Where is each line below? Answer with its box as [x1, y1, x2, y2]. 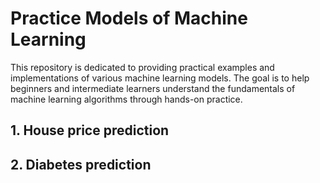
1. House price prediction [10, 122, 170, 139]
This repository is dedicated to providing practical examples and [10, 61, 275, 73]
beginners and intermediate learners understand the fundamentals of [10, 82, 296, 94]
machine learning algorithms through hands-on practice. [10, 93, 243, 105]
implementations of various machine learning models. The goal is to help [10, 72, 310, 84]
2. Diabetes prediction [10, 156, 152, 173]
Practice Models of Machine [10, 7, 248, 30]
